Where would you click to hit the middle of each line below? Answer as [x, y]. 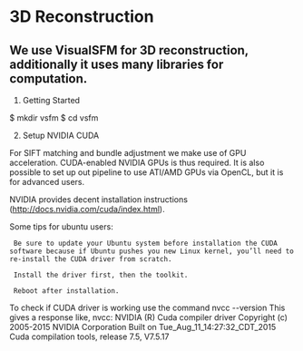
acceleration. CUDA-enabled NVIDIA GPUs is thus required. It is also [137, 162]
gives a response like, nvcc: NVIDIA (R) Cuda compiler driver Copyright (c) [149, 317]
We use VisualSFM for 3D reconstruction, [129, 50]
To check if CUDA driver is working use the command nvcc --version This [147, 307]
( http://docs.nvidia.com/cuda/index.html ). [87, 209]
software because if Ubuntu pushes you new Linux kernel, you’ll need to [152, 251]
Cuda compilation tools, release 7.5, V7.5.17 [89, 336]
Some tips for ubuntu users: [61, 227]
